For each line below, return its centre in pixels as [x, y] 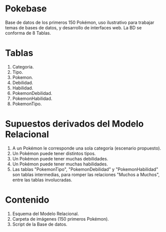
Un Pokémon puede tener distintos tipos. [54, 153]
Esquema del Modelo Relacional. [46, 214]
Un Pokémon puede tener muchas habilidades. [60, 164]
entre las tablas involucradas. [42, 180]
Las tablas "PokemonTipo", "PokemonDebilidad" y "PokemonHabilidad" [85, 169]
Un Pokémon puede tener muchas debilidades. [60, 158]
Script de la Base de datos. [40, 224]
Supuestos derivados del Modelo [74, 124]
